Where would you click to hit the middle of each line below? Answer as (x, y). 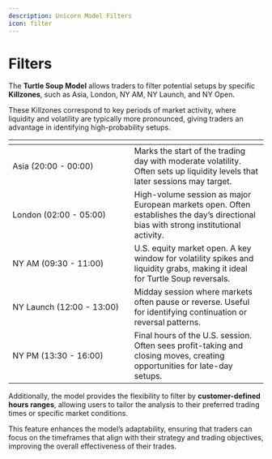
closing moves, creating (179, 356)
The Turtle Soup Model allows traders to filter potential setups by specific (132, 86)
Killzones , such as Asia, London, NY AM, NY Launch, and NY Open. (122, 95)
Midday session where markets (193, 292)
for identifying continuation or (190, 312)
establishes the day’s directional (195, 215)
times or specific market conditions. (68, 414)
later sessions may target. (183, 182)
